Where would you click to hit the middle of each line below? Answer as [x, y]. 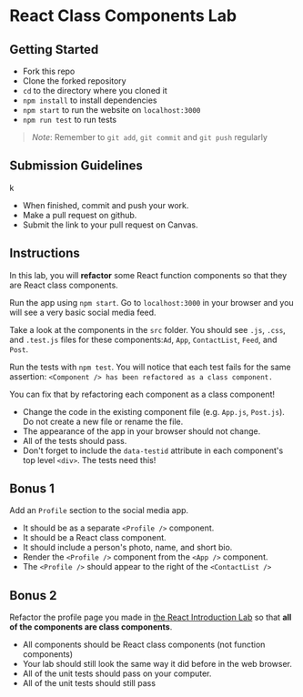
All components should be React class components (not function [144, 645]
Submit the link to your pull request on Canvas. [110, 225]
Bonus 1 [32, 489]
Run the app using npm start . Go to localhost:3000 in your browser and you [151, 302]
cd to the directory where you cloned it [95, 91]
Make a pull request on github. [80, 215]
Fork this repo [49, 71]
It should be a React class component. [94, 538]
